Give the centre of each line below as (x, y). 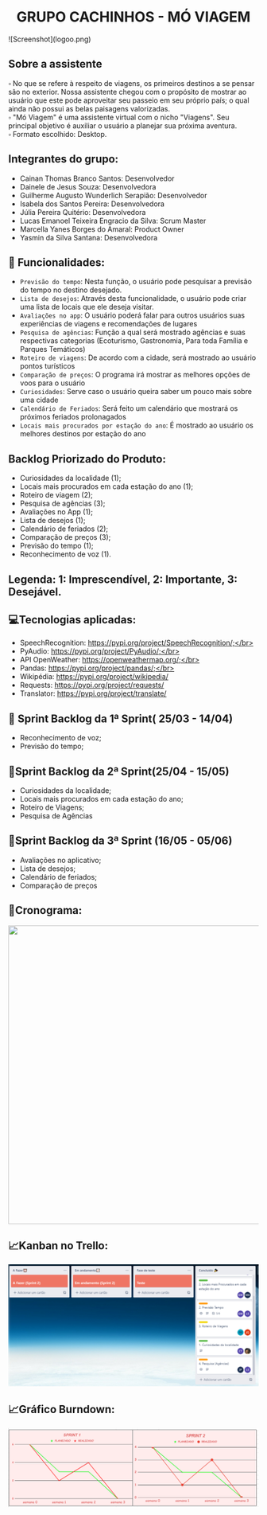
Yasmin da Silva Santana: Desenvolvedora (89, 237)
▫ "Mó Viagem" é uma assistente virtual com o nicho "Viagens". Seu (119, 117)
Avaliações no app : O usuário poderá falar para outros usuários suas (132, 315)
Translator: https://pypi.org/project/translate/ (93, 693)
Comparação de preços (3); (65, 537)
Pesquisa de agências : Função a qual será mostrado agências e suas (133, 332)
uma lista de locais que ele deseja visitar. (87, 307)
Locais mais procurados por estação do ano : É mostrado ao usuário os (137, 425)
